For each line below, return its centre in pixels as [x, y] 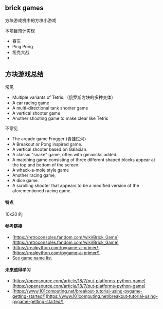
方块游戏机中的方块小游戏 [31, 20]
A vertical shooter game [36, 113]
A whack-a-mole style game [40, 170]
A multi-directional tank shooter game [50, 108]
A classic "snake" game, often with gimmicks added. [65, 154]
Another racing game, [34, 175]
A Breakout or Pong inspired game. [47, 144]
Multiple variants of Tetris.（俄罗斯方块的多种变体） [64, 97]
